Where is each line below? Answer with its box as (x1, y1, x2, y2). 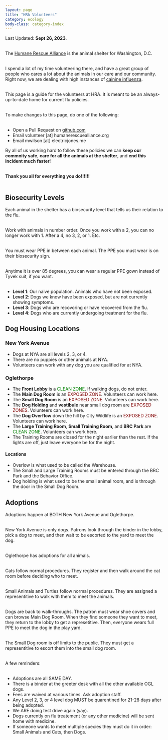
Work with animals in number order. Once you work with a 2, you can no (5, 227, 154, 233)
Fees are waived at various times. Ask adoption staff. (12, 692, 122, 698)
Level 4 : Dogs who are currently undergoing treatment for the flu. (12, 310, 148, 316)
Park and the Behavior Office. (12, 473, 74, 479)
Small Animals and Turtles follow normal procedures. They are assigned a (5, 588, 157, 594)
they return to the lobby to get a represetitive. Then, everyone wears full (5, 620, 154, 626)
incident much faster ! (5, 158, 51, 164)
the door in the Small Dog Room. (12, 483, 80, 489)
